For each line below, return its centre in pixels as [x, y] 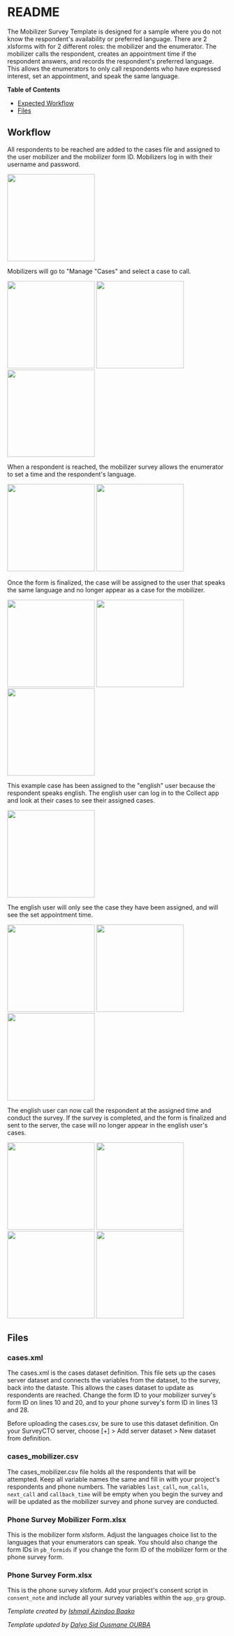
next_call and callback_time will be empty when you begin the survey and [115, 1494]
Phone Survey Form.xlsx [50, 1575]
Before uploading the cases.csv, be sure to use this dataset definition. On [113, 1424]
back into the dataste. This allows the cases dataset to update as [101, 1388]
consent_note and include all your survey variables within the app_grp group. [116, 1598]
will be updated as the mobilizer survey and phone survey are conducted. [113, 1501]
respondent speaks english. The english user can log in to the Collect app [113, 793]
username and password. [44, 164]
